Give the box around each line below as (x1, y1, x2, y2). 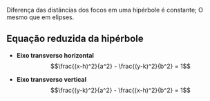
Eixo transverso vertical (16, 75, 87, 83)
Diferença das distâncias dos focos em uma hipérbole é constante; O (6, 6, 203, 14)
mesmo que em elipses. (6, 13, 75, 21)
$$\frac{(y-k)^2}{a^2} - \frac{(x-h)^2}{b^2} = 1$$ (50, 86, 191, 94)
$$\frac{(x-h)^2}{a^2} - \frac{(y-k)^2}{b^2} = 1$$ (50, 62, 191, 70)
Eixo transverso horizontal (16, 51, 95, 59)
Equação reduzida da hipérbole (6, 33, 144, 45)
